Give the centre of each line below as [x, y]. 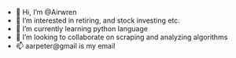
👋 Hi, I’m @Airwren [46, 12]
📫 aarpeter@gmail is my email [65, 46]
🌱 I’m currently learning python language [81, 29]
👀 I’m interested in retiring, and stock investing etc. [98, 20]
